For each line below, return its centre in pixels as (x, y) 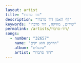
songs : (12, 34)
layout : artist (22, 10)
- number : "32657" (30, 39)
